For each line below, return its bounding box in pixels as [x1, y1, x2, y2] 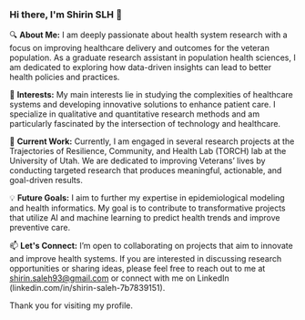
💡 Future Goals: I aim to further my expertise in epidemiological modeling [9, 192, 285, 203]
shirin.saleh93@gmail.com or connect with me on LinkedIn [9, 273, 229, 284]
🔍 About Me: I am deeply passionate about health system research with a [9, 29, 289, 40]
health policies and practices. [9, 72, 120, 83]
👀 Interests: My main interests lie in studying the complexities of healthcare [9, 89, 293, 100]
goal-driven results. [9, 175, 84, 186]
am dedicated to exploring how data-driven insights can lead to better [9, 62, 271, 73]
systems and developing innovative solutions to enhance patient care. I [9, 99, 276, 110]
